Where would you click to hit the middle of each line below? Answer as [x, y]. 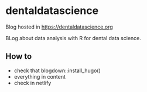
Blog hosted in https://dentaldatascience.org [59, 27]
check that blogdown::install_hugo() [57, 70]
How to [19, 56]
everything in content [40, 76]
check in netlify [33, 83]
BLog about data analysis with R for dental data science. [73, 38]
